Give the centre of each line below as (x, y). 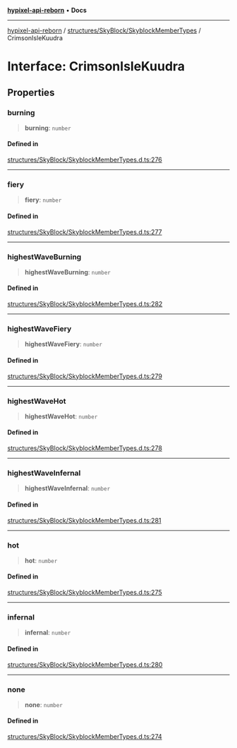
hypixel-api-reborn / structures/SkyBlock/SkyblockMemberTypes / (104, 30)
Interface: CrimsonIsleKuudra (96, 67)
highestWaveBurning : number (67, 272)
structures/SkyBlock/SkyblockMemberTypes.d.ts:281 (84, 520)
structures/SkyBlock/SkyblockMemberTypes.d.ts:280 (85, 664)
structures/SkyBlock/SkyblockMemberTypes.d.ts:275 (85, 593)
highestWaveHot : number (61, 416)
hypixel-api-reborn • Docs (47, 10)
